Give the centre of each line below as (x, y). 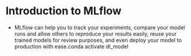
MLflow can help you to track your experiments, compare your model (99, 27)
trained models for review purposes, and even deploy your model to (98, 40)
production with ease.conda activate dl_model (71, 46)
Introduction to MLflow (64, 11)
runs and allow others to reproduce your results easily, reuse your (95, 33)
